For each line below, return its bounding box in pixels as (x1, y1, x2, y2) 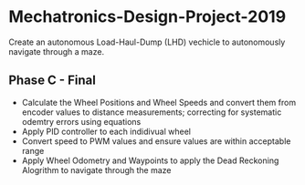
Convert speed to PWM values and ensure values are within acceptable (21, 135, 291, 147)
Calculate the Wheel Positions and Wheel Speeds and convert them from (21, 97, 297, 108)
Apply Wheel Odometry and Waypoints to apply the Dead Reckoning (21, 155, 279, 166)
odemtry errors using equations (21, 116, 142, 127)
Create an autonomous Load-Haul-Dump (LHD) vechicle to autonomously (8, 36, 286, 47)
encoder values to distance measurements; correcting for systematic (21, 107, 282, 118)
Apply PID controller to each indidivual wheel (21, 126, 191, 137)
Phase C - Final (8, 73, 97, 88)
